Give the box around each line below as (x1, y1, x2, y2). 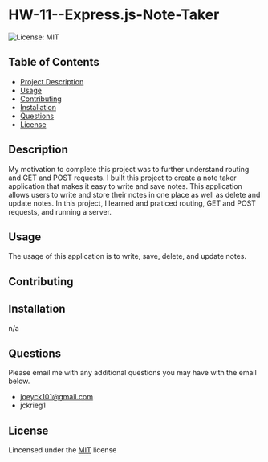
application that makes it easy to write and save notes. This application (8, 181, 242, 190)
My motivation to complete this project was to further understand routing (8, 164, 250, 174)
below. (8, 376, 30, 386)
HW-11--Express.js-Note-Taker (8, 6, 220, 24)
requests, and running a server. (8, 206, 112, 216)
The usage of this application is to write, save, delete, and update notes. (8, 251, 247, 261)
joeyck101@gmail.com (19, 392, 94, 402)
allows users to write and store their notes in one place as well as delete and (8, 190, 261, 199)
